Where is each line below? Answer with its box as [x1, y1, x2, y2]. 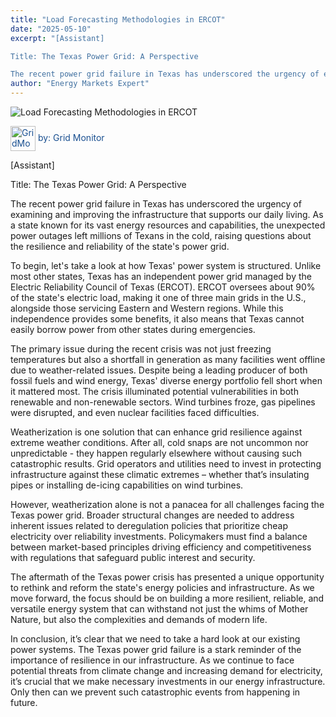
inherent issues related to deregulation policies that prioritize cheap [10, 520, 289, 531]
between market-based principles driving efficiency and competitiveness [10, 541, 312, 553]
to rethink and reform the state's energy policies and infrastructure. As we [10, 582, 315, 593]
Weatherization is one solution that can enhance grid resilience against [10, 426, 303, 438]
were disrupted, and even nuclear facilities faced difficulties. [10, 407, 260, 418]
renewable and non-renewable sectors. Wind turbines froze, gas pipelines [10, 396, 316, 408]
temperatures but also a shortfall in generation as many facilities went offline [10, 354, 326, 365]
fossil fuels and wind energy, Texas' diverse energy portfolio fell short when [10, 375, 323, 386]
